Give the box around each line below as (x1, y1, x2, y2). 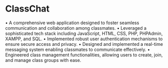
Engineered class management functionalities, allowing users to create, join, (5, 51, 163, 58)
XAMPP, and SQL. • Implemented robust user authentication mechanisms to (5, 36, 163, 42)
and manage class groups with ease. (5, 57, 81, 63)
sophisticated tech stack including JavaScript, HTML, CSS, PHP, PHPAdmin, (5, 30, 163, 36)
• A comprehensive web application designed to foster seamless (5, 20, 139, 26)
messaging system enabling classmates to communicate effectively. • (5, 46, 150, 52)
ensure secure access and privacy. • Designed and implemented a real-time (5, 41, 163, 47)
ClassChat (5, 3, 50, 15)
